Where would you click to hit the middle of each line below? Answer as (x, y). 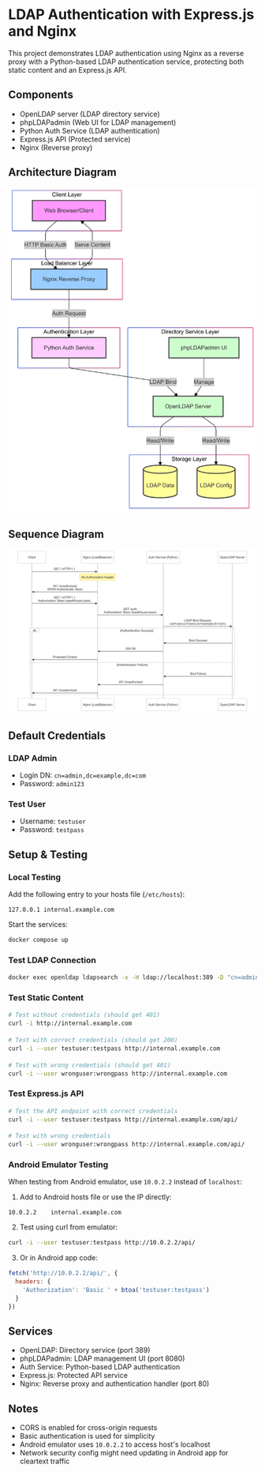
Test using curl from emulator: (69, 1227)
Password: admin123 (52, 784)
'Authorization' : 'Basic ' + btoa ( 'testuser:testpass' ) (116, 1289)
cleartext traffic (45, 1461)
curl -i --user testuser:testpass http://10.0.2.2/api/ (102, 1243)
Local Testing (35, 877)
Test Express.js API (46, 1094)
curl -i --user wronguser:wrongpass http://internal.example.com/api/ (127, 1144)
